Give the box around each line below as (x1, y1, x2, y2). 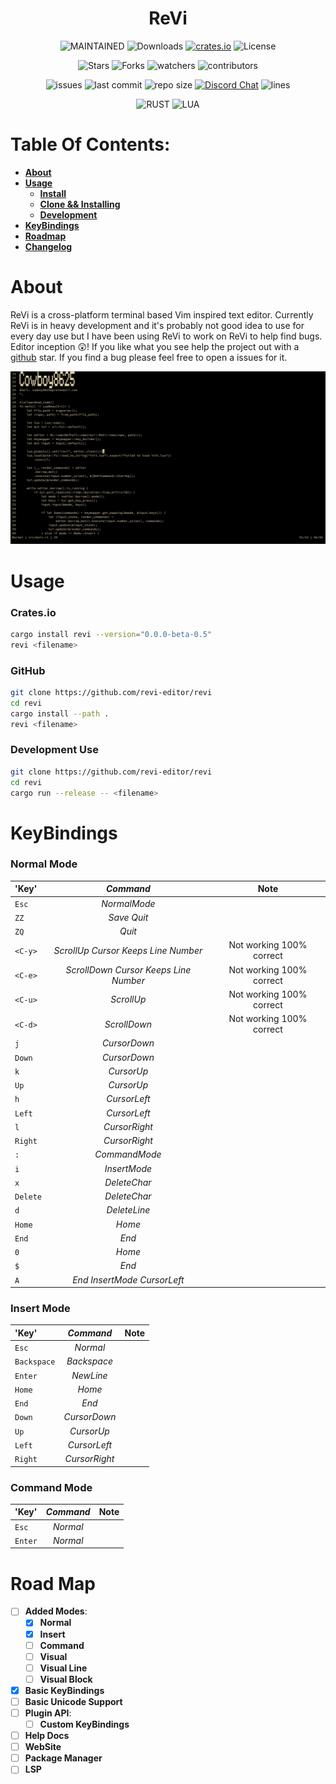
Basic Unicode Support (24, 1695, 123, 1707)
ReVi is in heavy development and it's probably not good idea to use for (10, 319, 305, 331)
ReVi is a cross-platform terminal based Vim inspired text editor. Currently (10, 308, 314, 321)
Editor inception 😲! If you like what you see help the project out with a (10, 340, 300, 352)
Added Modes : (24, 1605, 88, 1617)
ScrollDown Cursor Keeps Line (65, 963, 192, 976)
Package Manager (24, 1752, 103, 1764)
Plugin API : (24, 1707, 72, 1719)
